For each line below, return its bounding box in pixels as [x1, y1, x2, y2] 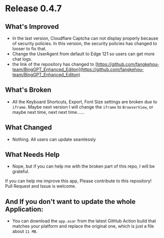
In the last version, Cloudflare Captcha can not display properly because [12, 35, 159, 41]
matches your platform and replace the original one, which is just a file [12, 223, 154, 229]
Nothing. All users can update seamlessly [12, 136, 96, 142]
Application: [5, 205, 44, 213]
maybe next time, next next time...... [12, 109, 85, 115]
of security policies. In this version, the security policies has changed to [12, 41, 158, 46]
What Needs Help [5, 151, 60, 159]
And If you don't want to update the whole [5, 197, 136, 206]
